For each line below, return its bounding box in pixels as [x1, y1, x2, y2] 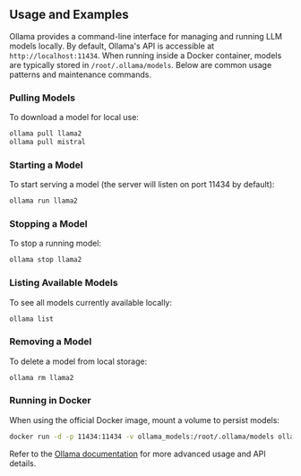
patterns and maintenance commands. [9, 69, 152, 80]
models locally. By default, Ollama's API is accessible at [9, 40, 215, 51]
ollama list [9, 314, 54, 324]
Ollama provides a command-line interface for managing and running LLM [9, 30, 282, 41]
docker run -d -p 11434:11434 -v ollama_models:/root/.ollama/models [9, 432, 275, 441]
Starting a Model [9, 159, 83, 171]
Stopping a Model [9, 217, 88, 229]
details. [9, 457, 37, 469]
